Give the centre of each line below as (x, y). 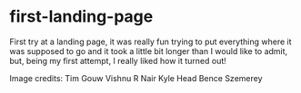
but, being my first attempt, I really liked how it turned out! (118, 60)
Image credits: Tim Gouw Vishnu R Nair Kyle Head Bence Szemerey (136, 78)
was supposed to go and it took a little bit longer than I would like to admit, (149, 51)
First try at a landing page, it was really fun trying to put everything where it (151, 42)
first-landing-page (81, 17)
